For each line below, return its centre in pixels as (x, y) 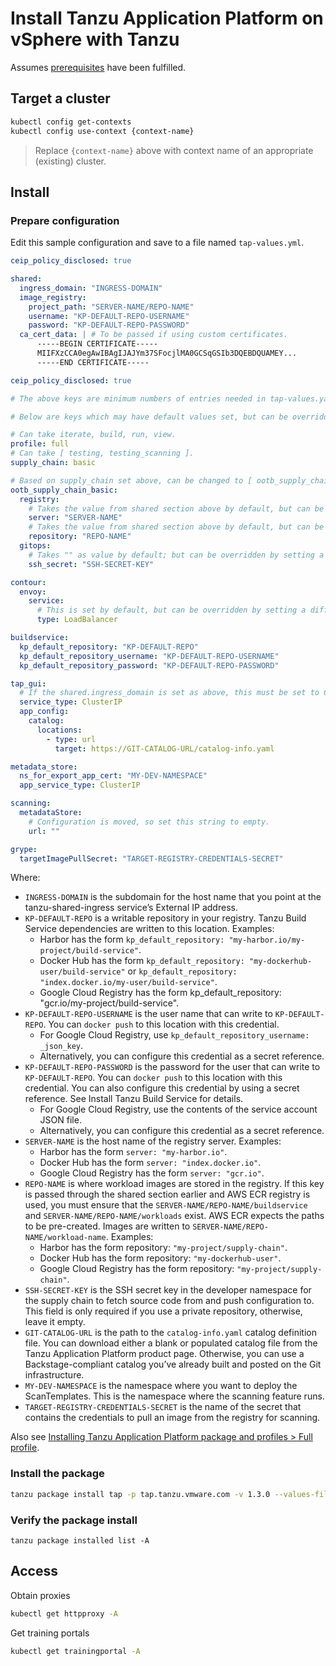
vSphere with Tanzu (95, 39)
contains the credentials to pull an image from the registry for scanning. (172, 1418)
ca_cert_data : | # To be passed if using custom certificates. (153, 335)
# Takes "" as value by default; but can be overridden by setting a (176, 555)
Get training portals (50, 1633)
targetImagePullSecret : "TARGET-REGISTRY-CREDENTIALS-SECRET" (151, 858)
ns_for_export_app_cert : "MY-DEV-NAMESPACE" (113, 776)
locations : (59, 730)
